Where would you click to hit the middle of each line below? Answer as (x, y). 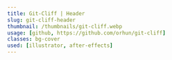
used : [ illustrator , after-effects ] (60, 46)
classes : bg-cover (34, 39)
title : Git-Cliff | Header (46, 13)
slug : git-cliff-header (42, 20)
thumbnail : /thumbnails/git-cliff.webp (65, 26)
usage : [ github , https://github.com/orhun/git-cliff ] (87, 33)
